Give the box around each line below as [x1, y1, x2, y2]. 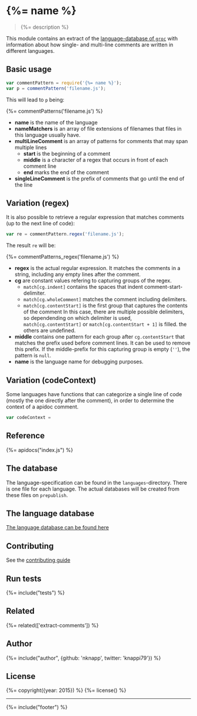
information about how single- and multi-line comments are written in [6, 41, 174, 48]
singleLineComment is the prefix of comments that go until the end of [14, 175, 185, 182]
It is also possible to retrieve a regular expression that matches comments [6, 214, 185, 221]
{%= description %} [20, 23, 69, 31]
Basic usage [6, 65, 52, 75]
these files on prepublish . [6, 491, 69, 498]
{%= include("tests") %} [6, 589, 65, 596]
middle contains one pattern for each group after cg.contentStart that [14, 333, 185, 340]
